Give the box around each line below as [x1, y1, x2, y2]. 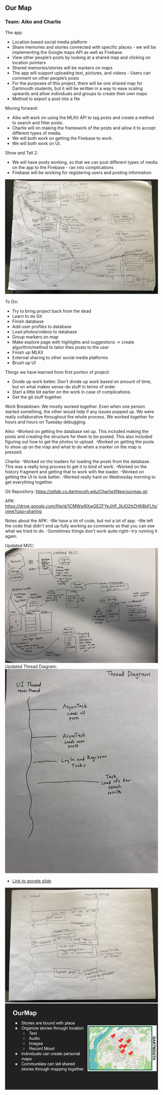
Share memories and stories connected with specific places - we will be [12, 44, 156, 50]
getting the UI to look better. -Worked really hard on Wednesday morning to [5, 474, 156, 480]
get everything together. [5, 479, 53, 485]
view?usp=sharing [5, 508, 42, 514]
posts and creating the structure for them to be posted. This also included [5, 434, 153, 439]
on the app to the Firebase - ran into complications [12, 164, 114, 170]
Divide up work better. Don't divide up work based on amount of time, [12, 379, 152, 384]
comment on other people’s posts [12, 75, 79, 81]
